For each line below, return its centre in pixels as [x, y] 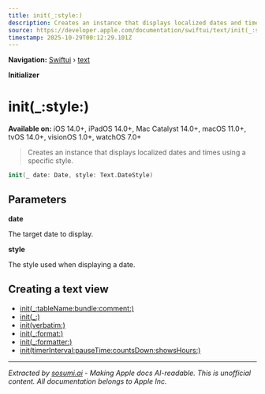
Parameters [37, 200]
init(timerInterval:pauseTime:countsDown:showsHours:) [110, 350]
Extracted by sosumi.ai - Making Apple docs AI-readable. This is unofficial [129, 373]
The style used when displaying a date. [72, 264]
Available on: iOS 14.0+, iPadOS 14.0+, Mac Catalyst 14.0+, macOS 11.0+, [127, 129]
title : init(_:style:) [45, 15]
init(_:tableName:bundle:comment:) [77, 308]
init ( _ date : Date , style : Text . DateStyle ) [81, 175]
